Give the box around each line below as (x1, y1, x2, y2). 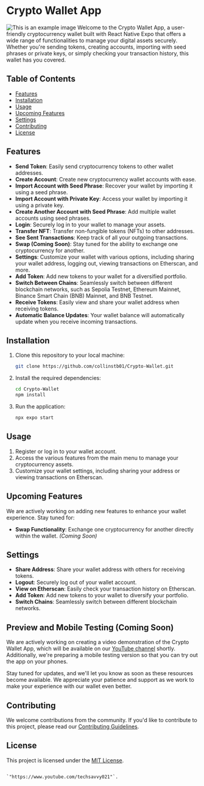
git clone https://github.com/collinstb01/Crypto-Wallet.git (15, 363, 174, 370)
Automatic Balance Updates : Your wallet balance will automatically (15, 311, 185, 318)
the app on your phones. (6, 658, 68, 665)
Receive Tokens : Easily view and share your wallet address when (15, 298, 180, 306)
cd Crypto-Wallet (15, 386, 60, 393)
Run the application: (15, 403, 66, 410)
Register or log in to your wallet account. (15, 447, 117, 455)
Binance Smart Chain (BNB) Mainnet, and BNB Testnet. (15, 292, 153, 299)
